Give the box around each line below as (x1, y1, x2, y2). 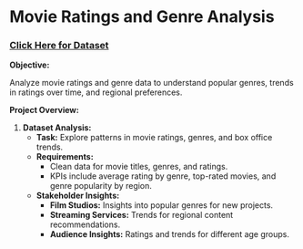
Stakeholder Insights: (35, 190, 120, 202)
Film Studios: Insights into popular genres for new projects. (49, 200, 274, 211)
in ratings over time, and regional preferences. (9, 87, 183, 98)
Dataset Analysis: (22, 122, 92, 133)
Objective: (9, 59, 50, 70)
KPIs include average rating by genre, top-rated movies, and (49, 171, 277, 182)
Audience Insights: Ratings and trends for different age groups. (49, 229, 289, 240)
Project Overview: (9, 105, 79, 116)
